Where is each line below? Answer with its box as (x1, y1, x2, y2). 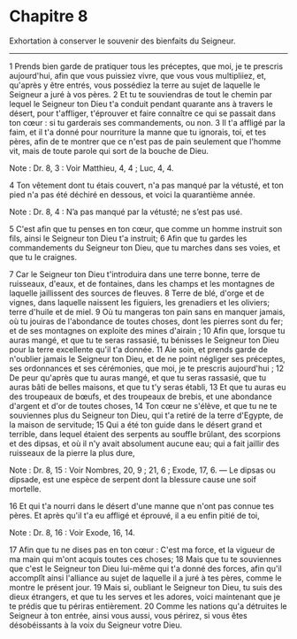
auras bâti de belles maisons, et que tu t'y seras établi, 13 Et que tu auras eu (9, 381, 286, 392)
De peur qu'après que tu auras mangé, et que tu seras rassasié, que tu (9, 372, 267, 382)
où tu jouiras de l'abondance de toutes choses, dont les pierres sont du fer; (9, 316, 284, 327)
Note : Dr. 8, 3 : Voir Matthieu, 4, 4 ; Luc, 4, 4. (9, 162, 174, 173)
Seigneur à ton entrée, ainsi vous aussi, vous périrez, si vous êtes (9, 610, 247, 620)
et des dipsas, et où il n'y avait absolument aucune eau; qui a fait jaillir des (9, 438, 280, 449)
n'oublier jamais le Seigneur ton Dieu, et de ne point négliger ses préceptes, (9, 353, 286, 364)
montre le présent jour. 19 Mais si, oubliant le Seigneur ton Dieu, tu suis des (9, 581, 283, 592)
